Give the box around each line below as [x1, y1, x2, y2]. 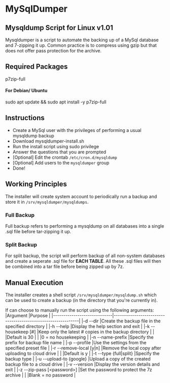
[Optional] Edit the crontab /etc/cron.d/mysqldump [12, 154, 118, 160]
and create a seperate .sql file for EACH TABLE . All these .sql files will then [5, 258, 161, 264]
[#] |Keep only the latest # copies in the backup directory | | [29, 329, 155, 335]
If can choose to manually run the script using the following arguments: [5, 307, 154, 313]
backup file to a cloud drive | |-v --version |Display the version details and [5, 361, 160, 367]
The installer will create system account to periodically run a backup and [5, 193, 157, 199]
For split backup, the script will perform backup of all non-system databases [5, 253, 165, 259]
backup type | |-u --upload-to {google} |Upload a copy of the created [5, 356, 151, 362]
